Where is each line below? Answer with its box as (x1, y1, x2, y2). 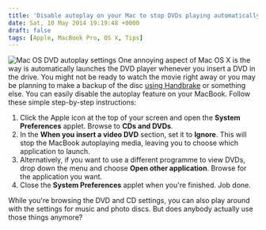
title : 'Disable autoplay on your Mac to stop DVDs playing (8, 11, 211, 20)
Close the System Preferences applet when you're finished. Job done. (19, 180, 252, 190)
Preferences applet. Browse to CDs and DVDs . (19, 121, 173, 131)
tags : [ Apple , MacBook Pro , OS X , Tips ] (8, 33, 144, 42)
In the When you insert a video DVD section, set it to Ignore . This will (19, 130, 247, 140)
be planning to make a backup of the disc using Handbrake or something (8, 81, 246, 90)
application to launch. (19, 147, 91, 156)
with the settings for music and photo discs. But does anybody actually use (8, 204, 253, 214)
